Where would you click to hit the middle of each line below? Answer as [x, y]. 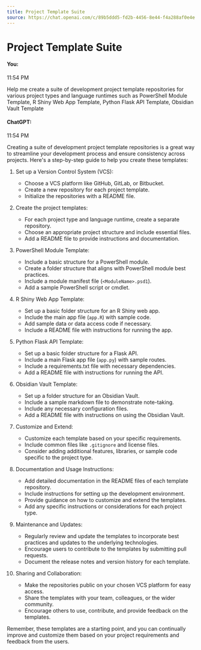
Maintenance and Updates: [49, 525]
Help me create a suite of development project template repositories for [95, 89]
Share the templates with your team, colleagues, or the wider [100, 598]
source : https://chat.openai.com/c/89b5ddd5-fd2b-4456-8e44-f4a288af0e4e [101, 17]
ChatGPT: [19, 122]
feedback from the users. [38, 642]
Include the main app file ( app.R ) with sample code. [88, 317]
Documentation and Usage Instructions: [64, 469]
